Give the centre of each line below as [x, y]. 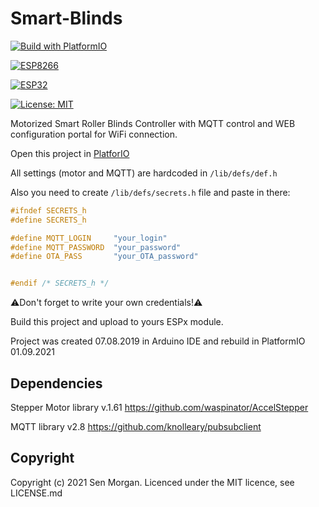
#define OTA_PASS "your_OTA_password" [104, 257]
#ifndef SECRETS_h [48, 210]
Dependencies [56, 383]
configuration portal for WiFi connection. [94, 134]
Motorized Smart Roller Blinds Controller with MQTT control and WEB [153, 123]
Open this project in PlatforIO [70, 153]
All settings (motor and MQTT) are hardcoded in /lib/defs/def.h [144, 173]
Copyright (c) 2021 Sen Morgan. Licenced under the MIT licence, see [152, 482]
